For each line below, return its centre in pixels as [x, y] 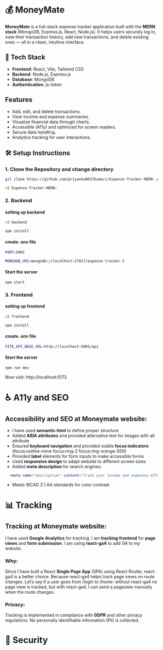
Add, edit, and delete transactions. [47, 111]
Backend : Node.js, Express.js [41, 74]
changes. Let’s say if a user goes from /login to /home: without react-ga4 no [81, 582]
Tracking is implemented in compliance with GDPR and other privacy [73, 615]
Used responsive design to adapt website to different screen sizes [79, 461]
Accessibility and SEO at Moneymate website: [76, 419]
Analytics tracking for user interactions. [51, 137]
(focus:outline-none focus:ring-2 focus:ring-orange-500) [69, 451]
